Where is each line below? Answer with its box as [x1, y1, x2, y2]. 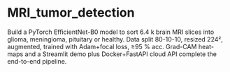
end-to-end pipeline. [7, 57, 67, 65]
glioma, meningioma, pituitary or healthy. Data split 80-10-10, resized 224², [7, 35, 224, 43]
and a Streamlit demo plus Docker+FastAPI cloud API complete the [24, 50, 217, 58]
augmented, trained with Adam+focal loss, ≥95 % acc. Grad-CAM [7, 42, 197, 51]
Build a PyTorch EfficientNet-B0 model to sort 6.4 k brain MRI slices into [7, 28, 215, 36]
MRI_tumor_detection [7, 5, 135, 21]
